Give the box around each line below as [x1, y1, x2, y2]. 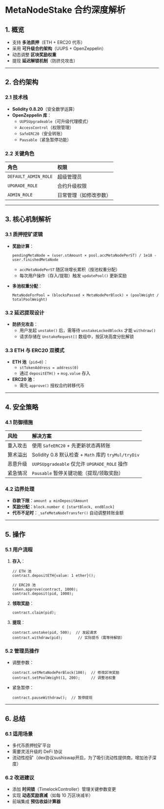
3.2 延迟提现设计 [5, 309, 45, 316]
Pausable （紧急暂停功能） [19, 137, 72, 143]
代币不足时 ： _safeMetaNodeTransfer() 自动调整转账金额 [12, 510, 124, 516]
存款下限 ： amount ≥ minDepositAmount [12, 498, 89, 503]
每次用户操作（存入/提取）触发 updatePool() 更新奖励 [19, 272, 127, 278]
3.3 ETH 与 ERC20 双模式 [5, 347, 64, 354]
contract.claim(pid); [12, 610, 56, 615]
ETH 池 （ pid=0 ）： [12, 359, 48, 365]
